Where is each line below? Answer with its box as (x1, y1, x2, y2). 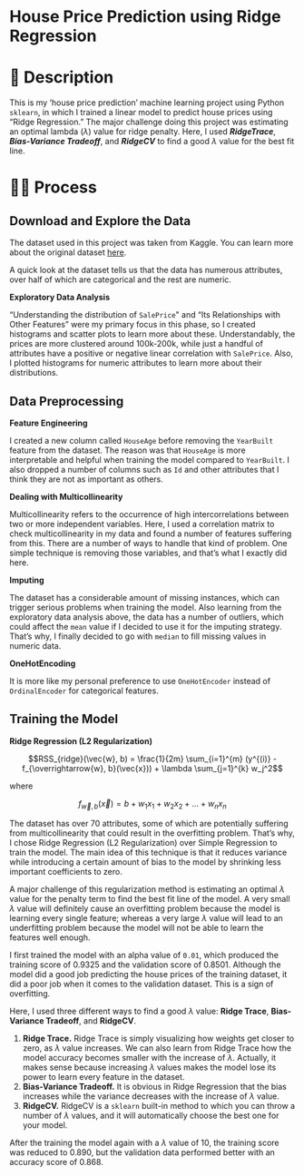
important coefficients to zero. (9, 866, 123, 877)
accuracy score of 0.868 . (9, 1156, 104, 1167)
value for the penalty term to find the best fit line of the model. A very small (9, 893, 290, 904)
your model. (22, 1119, 68, 1131)
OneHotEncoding (9, 658, 76, 669)
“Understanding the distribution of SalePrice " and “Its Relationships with (9, 309, 281, 320)
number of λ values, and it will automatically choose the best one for (22, 1110, 279, 1121)
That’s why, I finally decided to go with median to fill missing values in (9, 631, 267, 642)
